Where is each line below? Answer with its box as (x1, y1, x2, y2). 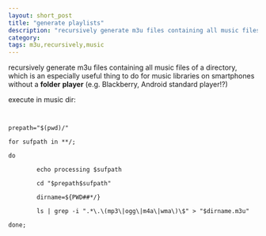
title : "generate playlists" (8, 19, 104, 27)
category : (8, 33, 41, 42)
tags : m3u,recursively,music (8, 41, 104, 49)
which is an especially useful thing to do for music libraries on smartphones (8, 71, 255, 81)
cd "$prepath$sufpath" (36, 180, 112, 188)
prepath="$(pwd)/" (8, 124, 69, 132)
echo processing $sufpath (36, 166, 123, 174)
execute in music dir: (8, 95, 77, 105)
